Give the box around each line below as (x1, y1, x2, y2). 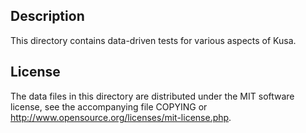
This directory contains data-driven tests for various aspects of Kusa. (10, 34, 297, 46)
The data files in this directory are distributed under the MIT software (10, 90, 295, 102)
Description (10, 8, 85, 25)
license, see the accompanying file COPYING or (10, 100, 208, 113)
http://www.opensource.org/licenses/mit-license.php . (10, 111, 232, 123)
